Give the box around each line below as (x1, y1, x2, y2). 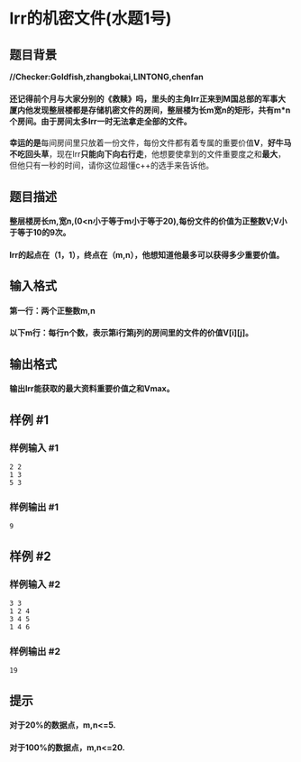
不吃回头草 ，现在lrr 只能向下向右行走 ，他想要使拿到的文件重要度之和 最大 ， (9, 149, 287, 160)
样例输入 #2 (9, 578, 61, 591)
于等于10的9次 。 (9, 227, 71, 238)
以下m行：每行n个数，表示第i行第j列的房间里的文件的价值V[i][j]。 (9, 327, 254, 338)
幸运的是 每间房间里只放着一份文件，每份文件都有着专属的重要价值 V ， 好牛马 (9, 137, 292, 149)
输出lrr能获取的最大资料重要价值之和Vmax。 (9, 383, 175, 394)
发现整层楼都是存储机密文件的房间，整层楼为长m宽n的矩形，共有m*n (32, 105, 291, 115)
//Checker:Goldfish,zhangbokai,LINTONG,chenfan (9, 71, 205, 82)
